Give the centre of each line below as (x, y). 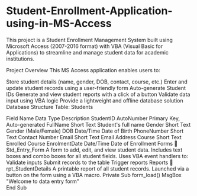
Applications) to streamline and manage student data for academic (87, 52)
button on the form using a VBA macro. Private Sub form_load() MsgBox (94, 175)
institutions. (20, 59)
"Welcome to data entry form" (43, 181)
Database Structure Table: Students (50, 107)
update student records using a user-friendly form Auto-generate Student (96, 88)
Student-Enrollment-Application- (89, 11)
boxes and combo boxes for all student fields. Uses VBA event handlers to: (97, 156)
